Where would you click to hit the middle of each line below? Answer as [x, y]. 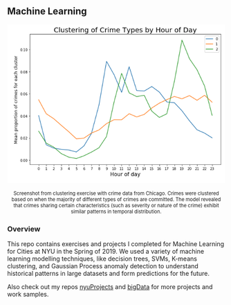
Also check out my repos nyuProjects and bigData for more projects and [110, 287]
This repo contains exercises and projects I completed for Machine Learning [116, 244]
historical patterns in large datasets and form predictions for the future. [108, 274]
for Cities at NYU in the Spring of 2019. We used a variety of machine [106, 252]
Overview [24, 229]
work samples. [28, 295]
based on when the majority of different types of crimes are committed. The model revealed [116, 200]
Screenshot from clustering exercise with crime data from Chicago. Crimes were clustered [116, 193]
